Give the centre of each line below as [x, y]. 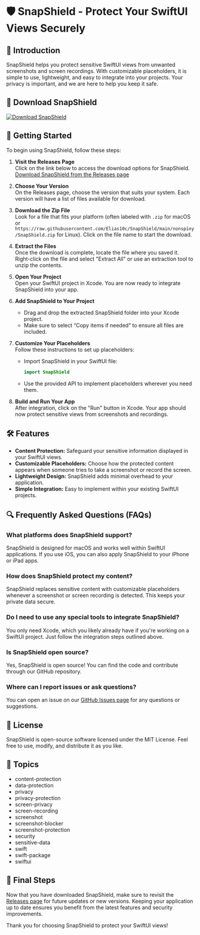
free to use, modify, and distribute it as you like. [65, 746]
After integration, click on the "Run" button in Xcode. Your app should [100, 407]
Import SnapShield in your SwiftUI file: [70, 361]
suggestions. [22, 706]
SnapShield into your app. [47, 289]
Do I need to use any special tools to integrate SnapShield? [93, 617]
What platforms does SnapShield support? [69, 535]
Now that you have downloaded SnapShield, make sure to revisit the [90, 894]
